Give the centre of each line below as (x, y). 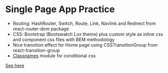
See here (15, 65)
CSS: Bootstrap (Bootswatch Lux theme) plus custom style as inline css (88, 34)
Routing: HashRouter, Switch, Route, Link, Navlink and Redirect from (84, 23)
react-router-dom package (41, 28)
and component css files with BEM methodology (64, 40)
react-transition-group (36, 50)
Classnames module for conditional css (54, 56)
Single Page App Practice (60, 9)
